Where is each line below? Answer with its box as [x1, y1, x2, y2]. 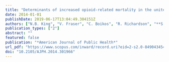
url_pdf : [5, 44, 24, 49]
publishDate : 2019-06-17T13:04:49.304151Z [5, 16, 96, 21]
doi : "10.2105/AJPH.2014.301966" [5, 49, 75, 54]
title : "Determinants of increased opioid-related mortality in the [5, 7, 152, 12]
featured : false [5, 35, 39, 40]
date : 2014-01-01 [5, 12, 42, 17]
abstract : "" [5, 30, 33, 35]
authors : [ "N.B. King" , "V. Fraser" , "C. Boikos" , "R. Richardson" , [5, 21, 152, 26]
